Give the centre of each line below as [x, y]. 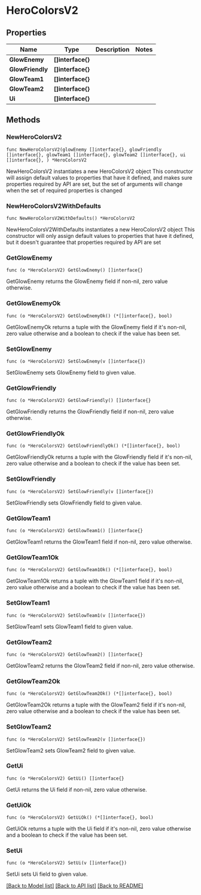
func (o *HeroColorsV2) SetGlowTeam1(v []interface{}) [76, 615]
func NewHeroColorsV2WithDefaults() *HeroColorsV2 [71, 218]
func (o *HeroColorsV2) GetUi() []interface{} [65, 778]
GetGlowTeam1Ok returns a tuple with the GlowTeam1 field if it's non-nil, [95, 581]
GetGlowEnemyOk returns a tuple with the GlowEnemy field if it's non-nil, [96, 327]
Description [112, 50]
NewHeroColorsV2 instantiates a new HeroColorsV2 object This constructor [100, 171]
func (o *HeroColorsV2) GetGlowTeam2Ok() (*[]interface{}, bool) [89, 694]
